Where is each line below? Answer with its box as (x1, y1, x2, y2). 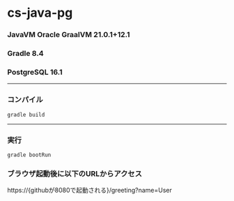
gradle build (7, 111, 45, 118)
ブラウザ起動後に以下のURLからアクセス (7, 169, 143, 179)
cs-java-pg (7, 5, 73, 21)
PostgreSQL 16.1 (7, 67, 63, 77)
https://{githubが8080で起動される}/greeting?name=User (7, 186, 173, 195)
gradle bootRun (7, 151, 52, 158)
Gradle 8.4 (7, 49, 44, 59)
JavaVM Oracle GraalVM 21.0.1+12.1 (7, 30, 130, 40)
